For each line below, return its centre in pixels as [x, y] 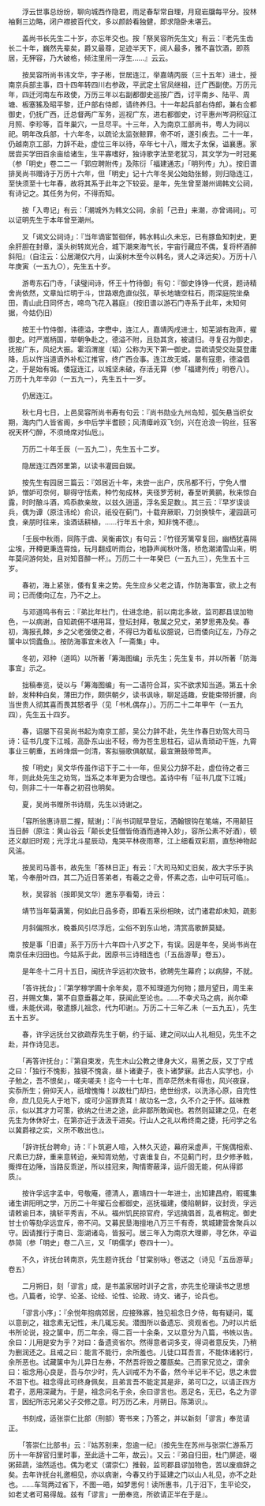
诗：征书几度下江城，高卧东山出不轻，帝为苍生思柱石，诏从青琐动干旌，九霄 [132, 741]
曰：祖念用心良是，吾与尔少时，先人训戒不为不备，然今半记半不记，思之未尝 [132, 1372]
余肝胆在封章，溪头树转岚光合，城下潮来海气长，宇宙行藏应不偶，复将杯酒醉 [132, 246]
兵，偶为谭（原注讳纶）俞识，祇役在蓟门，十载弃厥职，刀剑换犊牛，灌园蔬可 [132, 512]
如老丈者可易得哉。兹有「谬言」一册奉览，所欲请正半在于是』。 [110, 1494]
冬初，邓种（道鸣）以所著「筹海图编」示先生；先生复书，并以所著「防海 [139, 658]
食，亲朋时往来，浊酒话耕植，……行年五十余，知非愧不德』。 [106, 522]
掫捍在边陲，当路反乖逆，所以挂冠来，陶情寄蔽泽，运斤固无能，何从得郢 [125, 1166]
